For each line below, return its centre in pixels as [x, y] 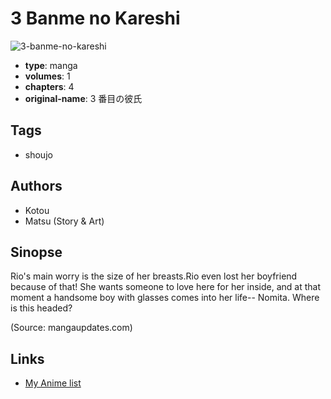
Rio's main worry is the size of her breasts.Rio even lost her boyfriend [154, 276]
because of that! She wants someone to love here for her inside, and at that [166, 287]
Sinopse [36, 252]
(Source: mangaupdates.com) [71, 328]
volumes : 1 [47, 76]
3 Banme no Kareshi [95, 18]
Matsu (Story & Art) [64, 221]
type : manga [51, 65]
